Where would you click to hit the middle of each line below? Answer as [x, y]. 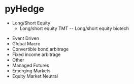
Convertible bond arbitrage [40, 49]
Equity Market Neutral [35, 76]
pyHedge [24, 9]
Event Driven [25, 38]
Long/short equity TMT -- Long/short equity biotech [74, 28]
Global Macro [26, 43]
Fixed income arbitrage [36, 54]
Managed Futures [30, 65]
